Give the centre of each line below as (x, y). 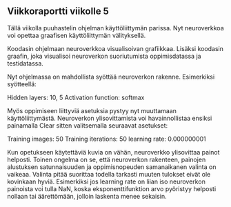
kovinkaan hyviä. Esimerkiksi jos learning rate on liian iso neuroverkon (106, 181)
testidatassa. (25, 63)
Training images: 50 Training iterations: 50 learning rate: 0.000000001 (107, 139)
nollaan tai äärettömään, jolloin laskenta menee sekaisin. (87, 196)
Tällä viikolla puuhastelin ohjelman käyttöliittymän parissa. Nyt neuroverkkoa (115, 28)
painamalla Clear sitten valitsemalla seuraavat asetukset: (88, 125)
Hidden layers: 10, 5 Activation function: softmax (76, 97)
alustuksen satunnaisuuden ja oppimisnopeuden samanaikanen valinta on (112, 167)
